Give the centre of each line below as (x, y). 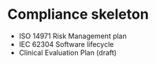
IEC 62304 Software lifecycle (66, 44)
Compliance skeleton (78, 14)
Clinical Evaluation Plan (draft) (68, 52)
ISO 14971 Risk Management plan (72, 36)
